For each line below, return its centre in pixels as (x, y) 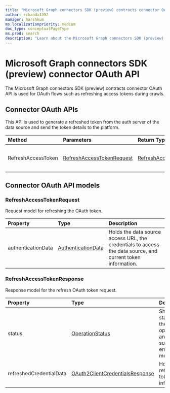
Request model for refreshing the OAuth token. (54, 211)
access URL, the (128, 238)
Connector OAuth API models (53, 186)
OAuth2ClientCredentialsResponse (113, 373)
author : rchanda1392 (27, 15)
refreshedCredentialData (37, 373)
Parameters (77, 140)
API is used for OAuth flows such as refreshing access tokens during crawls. (85, 93)
